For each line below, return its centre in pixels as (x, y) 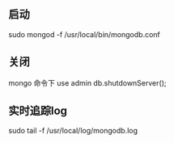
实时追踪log (38, 111)
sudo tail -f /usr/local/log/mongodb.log (73, 131)
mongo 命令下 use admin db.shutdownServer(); (87, 82)
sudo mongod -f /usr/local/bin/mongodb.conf (84, 34)
